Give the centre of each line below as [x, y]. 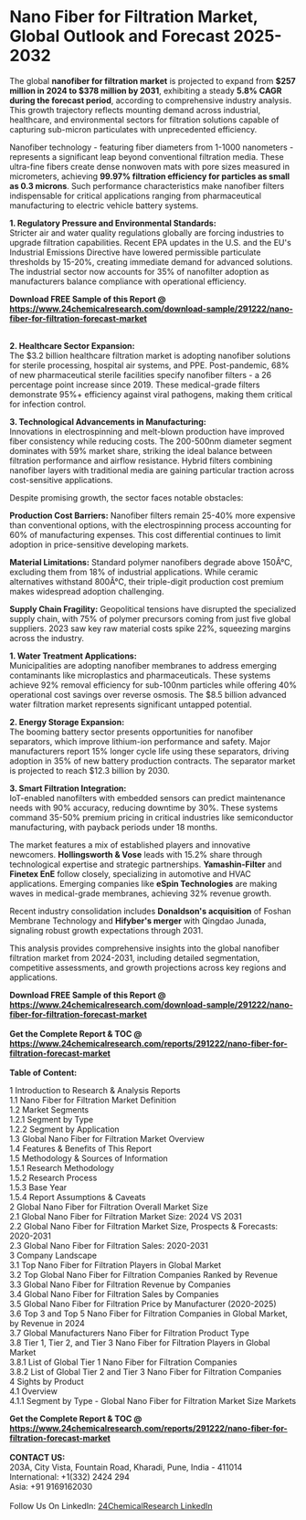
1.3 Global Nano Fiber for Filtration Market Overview [107, 1138]
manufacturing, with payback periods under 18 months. [113, 827]
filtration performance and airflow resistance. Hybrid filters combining [141, 460]
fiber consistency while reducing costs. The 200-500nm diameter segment [151, 441]
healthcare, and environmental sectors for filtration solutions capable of [144, 120]
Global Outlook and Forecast [120, 36]
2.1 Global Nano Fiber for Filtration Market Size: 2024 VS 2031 [126, 1216]
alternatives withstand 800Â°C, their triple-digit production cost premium [147, 581]
